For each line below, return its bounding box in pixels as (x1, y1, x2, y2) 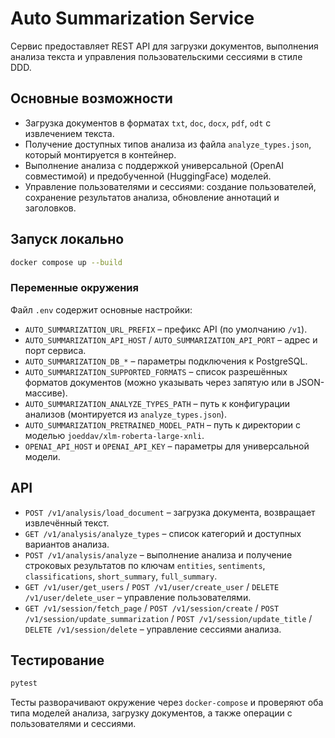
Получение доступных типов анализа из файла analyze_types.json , (24, 138, 312, 150)
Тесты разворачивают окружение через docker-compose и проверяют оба (10, 697, 324, 709)
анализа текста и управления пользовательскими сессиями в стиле (10, 50, 303, 62)
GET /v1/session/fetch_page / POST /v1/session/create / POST (24, 602, 280, 614)
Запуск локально (10, 231, 125, 248)
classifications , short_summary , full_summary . (24, 570, 218, 582)
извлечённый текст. (24, 517, 110, 529)
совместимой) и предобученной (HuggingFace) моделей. (24, 170, 272, 182)
